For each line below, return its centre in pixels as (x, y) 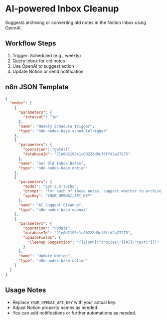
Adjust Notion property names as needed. (55, 308)
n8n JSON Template (37, 87)
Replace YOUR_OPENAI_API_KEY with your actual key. (64, 302)
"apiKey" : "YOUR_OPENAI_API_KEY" (58, 196)
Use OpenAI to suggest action (43, 66)
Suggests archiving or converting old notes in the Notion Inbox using (76, 22)
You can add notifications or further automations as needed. (74, 313)
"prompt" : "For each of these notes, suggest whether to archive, (93, 191)
